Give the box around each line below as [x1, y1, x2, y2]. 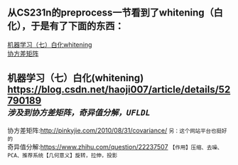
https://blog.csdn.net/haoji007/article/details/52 [7, 84, 231, 96]
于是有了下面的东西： [31, 20, 124, 32]
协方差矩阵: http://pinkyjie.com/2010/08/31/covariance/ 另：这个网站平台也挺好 [7, 126, 227, 134]
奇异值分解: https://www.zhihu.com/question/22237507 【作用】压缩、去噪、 [7, 142, 223, 151]
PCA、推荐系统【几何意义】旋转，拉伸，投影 [7, 151, 118, 159]
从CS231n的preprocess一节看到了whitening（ [7, 6, 215, 19]
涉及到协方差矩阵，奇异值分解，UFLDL [7, 107, 151, 118]
